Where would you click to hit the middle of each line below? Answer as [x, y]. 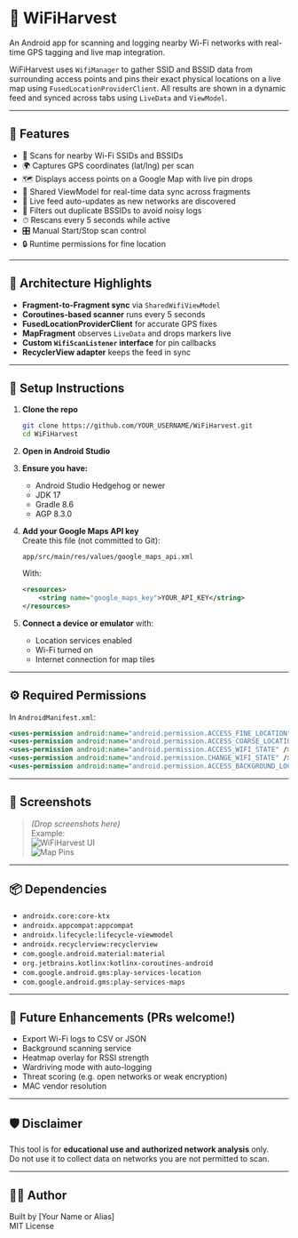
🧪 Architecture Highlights [81, 284]
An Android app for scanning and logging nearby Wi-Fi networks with [136, 43]
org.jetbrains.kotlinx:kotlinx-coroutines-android [118, 963]
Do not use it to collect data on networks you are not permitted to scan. [140, 1159]
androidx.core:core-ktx [66, 916]
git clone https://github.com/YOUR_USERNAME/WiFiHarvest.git [137, 426]
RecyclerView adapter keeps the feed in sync [106, 352]
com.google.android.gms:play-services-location [111, 972]
